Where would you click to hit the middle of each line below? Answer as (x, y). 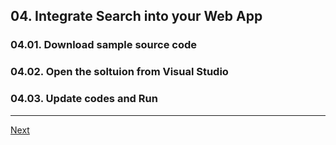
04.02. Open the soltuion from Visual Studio (119, 72)
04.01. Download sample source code (104, 45)
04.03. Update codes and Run (84, 99)
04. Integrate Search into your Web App (136, 16)
